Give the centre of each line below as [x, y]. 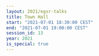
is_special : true [27, 44]
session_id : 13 [25, 33]
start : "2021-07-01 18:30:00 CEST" [50, 22]
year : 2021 [19, 38]
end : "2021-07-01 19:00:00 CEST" [47, 28]
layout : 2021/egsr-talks [37, 11]
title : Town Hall [27, 17]
